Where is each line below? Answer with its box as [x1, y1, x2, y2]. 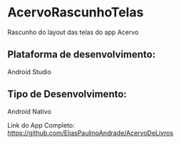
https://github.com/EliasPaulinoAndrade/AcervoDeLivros [7, 128, 174, 137]
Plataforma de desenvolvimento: [7, 48, 156, 61]
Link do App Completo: [7, 120, 75, 129]
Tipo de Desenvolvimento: [7, 88, 127, 101]
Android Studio [7, 67, 52, 76]
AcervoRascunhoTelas [7, 4, 144, 21]
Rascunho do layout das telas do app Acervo [7, 28, 139, 36]
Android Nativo [7, 107, 52, 115]
